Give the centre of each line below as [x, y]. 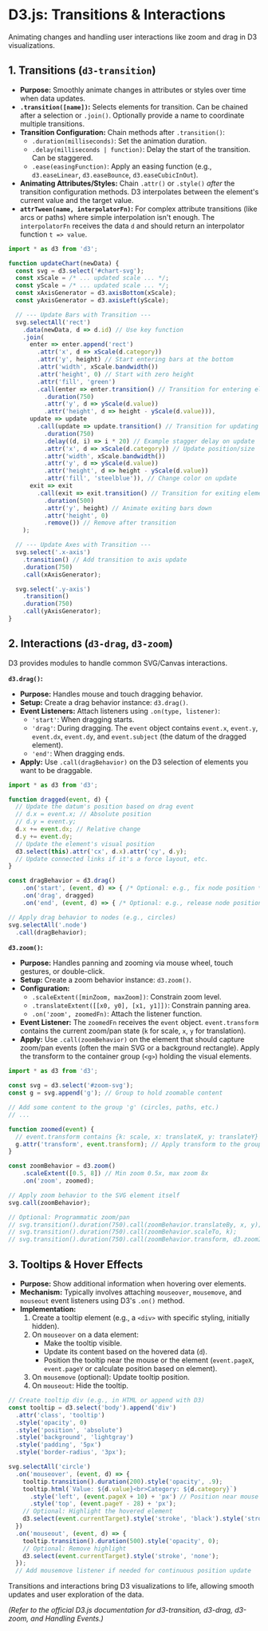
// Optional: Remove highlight [75, 1549]
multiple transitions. [52, 124]
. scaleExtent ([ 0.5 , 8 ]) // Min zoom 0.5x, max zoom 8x [116, 1174]
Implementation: [48, 1309]
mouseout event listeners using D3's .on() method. [102, 1300]
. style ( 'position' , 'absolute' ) [69, 1430]
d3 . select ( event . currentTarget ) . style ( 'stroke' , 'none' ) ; [121, 1556]
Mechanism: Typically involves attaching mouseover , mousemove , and [130, 1292]
